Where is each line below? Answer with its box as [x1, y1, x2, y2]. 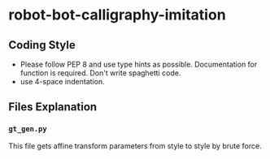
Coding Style [8, 38, 76, 52]
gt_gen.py [8, 124, 47, 134]
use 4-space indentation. [20, 77, 105, 86]
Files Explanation [8, 100, 98, 114]
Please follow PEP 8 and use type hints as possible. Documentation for [20, 59, 258, 69]
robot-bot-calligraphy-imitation [8, 6, 226, 24]
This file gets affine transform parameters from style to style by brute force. [8, 140, 262, 151]
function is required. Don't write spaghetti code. [20, 68, 181, 78]
